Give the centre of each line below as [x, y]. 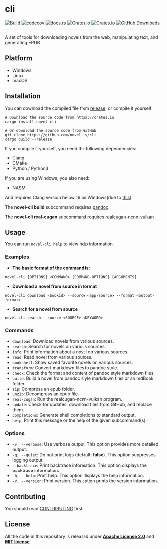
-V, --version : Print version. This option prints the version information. [85, 481]
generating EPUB [23, 42]
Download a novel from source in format [55, 286]
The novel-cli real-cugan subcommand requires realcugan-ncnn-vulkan [80, 217]
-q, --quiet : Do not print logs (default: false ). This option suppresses [84, 455]
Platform [19, 58]
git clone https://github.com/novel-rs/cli [51, 135]
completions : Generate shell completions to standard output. [74, 415]
